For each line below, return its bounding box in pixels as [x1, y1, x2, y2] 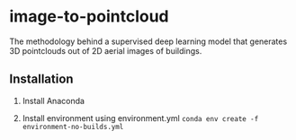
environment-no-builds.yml [22, 122, 124, 131]
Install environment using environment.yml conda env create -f [22, 112, 259, 123]
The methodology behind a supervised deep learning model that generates [9, 36, 288, 47]
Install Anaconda [22, 95, 85, 106]
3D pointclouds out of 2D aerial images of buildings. [9, 45, 202, 56]
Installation [9, 72, 74, 87]
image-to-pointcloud [9, 6, 169, 27]
